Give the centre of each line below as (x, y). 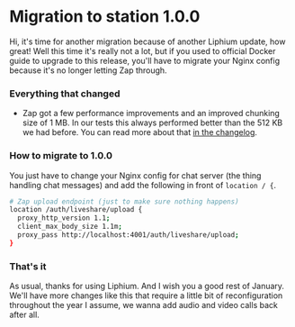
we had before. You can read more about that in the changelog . (140, 132)
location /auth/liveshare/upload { (76, 210)
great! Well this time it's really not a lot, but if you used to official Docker (143, 50)
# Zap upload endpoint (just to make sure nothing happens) (125, 201)
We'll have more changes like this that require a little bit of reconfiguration (146, 295)
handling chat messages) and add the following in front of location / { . (143, 185)
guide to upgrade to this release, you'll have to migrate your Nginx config (145, 60)
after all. (25, 315)
